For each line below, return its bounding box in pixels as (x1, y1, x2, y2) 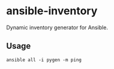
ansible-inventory (6, 4, 98, 18)
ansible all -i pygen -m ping (6, 57, 82, 63)
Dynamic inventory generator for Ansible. (6, 24, 108, 31)
